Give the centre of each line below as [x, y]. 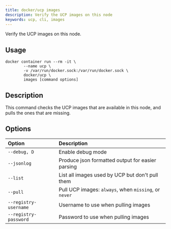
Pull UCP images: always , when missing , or [109, 189]
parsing [68, 166]
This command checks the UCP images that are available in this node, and [83, 107]
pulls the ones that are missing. [38, 113]
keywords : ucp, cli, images [35, 19]
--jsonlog [20, 163]
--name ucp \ [37, 66]
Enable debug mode [83, 152]
